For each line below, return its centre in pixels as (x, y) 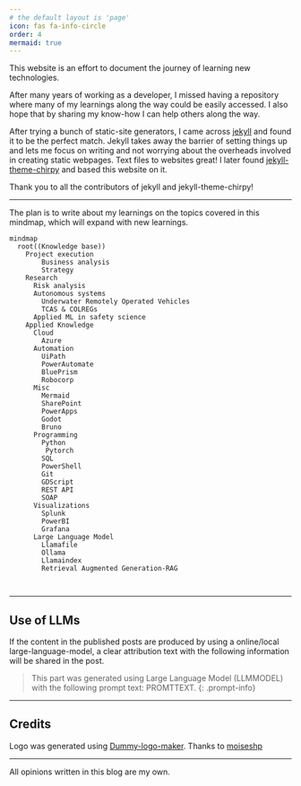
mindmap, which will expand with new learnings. (99, 223)
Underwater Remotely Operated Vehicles (116, 301)
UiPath (54, 357)
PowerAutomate (68, 364)
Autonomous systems (69, 294)
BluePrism (60, 372)
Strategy (58, 270)
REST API (58, 490)
